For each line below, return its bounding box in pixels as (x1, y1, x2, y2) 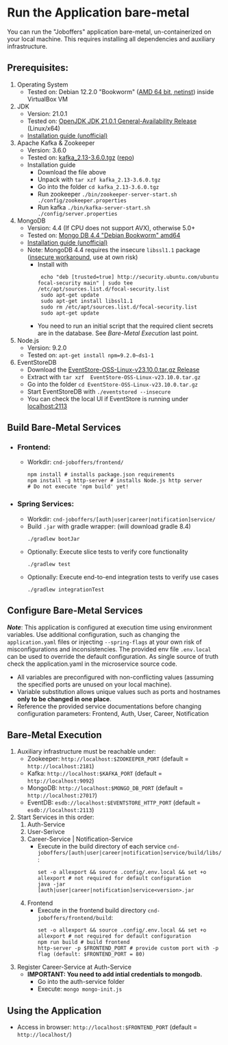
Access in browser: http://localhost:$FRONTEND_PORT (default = (16, 1023, 197, 1031)
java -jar (37, 881, 66, 888)
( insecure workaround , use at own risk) (27, 253, 138, 261)
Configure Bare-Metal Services (7, 605, 143, 616)
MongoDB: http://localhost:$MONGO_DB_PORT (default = (27, 784, 183, 792)
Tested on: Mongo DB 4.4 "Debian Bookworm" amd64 (27, 231, 181, 239)
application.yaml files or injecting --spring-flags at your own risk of (7, 638, 202, 646)
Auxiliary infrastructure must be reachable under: (16, 748, 156, 756)
